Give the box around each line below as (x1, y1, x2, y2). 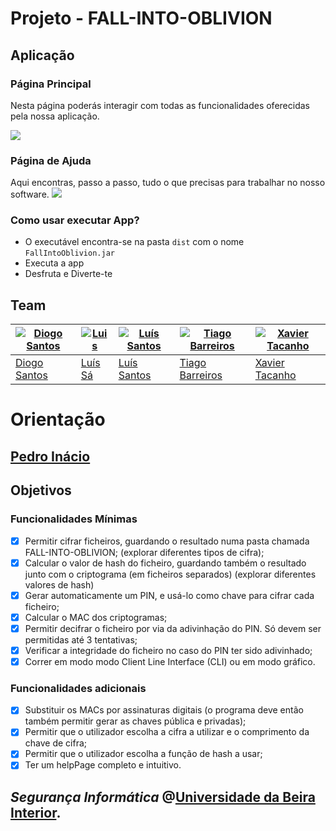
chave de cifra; (24, 737, 88, 749)
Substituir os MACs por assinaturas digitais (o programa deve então (24, 704, 304, 716)
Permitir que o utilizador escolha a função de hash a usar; (24, 748, 263, 760)
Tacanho (254, 368, 297, 382)
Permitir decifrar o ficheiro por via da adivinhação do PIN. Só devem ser (24, 622, 322, 634)
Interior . (10, 804, 62, 821)
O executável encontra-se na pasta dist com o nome (24, 236, 245, 248)
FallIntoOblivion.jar (24, 248, 115, 259)
